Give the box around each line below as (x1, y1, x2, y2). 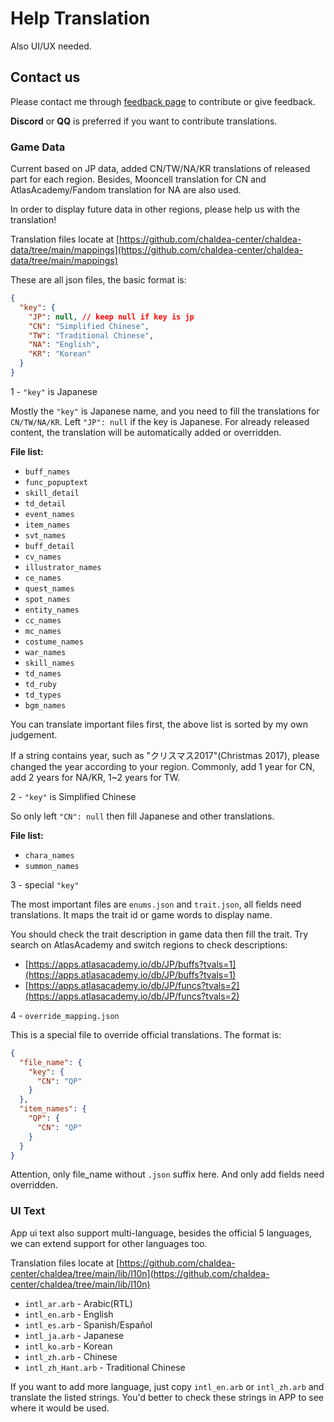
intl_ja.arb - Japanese (24, 1329, 125, 1341)
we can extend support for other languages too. (10, 1237, 208, 1249)
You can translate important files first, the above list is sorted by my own (10, 718, 308, 730)
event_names (24, 509, 75, 519)
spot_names (24, 594, 71, 604)
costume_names (24, 637, 84, 647)
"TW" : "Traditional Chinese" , (28, 330, 155, 341)
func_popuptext (24, 477, 89, 487)
